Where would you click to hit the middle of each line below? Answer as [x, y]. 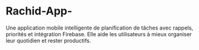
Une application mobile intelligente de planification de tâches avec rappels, [99, 28]
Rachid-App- [39, 11]
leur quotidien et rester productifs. [49, 40]
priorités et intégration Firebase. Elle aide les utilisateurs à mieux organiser [99, 34]
